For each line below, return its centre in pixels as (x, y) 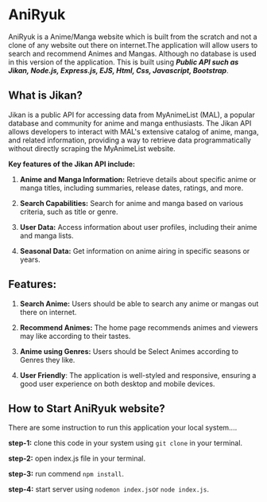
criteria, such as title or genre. (69, 212)
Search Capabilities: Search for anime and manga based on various (132, 203)
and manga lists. (46, 235)
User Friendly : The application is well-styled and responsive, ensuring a (138, 375)
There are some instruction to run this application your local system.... (123, 428)
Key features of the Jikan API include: (72, 164)
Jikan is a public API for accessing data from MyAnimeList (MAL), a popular (132, 115)
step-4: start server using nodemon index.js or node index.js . (108, 489)
